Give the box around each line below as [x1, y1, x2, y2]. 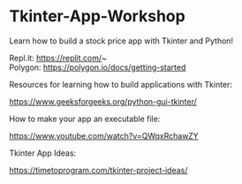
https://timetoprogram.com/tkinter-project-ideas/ [9, 165, 188, 175]
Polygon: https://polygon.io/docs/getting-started [9, 62, 186, 73]
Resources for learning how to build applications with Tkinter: [9, 79, 232, 89]
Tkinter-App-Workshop [9, 6, 185, 27]
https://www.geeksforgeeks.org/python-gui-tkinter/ [9, 96, 197, 107]
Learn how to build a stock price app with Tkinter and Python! [9, 35, 234, 46]
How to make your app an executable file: [9, 113, 161, 124]
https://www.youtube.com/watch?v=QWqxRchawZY [9, 130, 199, 141]
